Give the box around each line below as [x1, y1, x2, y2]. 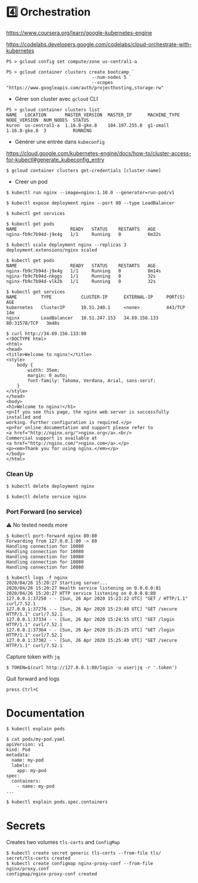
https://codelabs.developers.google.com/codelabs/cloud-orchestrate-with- [6, 41, 192, 48]
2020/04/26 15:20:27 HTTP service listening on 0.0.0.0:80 [6, 590, 156, 596]
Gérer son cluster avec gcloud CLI [14, 95, 98, 102]
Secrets [6, 819, 46, 832]
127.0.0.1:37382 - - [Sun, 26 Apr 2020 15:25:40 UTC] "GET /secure [6, 637, 178, 643]
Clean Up [6, 470, 34, 478]
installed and [6, 414, 42, 420]
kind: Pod [6, 747, 31, 753]
